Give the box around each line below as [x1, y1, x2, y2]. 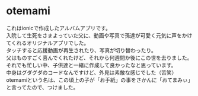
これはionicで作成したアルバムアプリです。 [6, 24, 111, 31]
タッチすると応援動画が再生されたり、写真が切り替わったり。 [6, 46, 157, 54]
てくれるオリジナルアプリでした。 [6, 39, 90, 46]
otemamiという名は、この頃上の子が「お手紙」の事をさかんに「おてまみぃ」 [6, 76, 191, 84]
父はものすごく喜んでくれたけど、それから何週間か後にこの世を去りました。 [6, 54, 193, 61]
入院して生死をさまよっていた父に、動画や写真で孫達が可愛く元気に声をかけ [6, 31, 193, 39]
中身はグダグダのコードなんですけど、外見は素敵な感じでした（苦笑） [6, 69, 177, 76]
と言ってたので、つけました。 [6, 84, 79, 91]
